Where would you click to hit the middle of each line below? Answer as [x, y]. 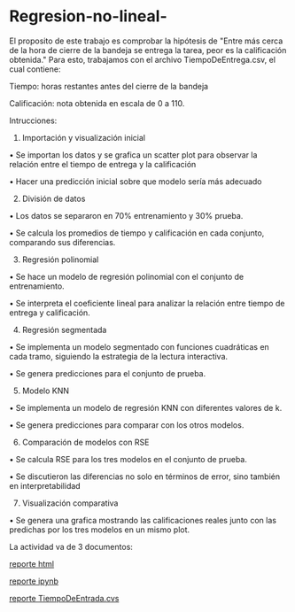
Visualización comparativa [70, 503]
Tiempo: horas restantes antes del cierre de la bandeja [109, 86]
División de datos [54, 198]
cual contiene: [35, 69]
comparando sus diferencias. [62, 242]
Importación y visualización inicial [84, 137]
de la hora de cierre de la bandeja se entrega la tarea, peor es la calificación [148, 50]
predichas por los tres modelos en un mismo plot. [100, 530]
